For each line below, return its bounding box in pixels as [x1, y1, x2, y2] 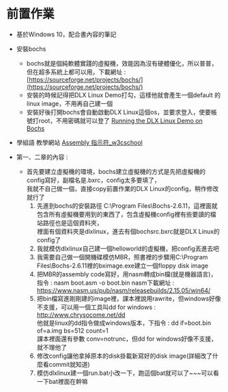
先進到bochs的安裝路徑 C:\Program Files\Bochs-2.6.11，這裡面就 [36, 201, 218, 209]
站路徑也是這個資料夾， [36, 218, 103, 226]
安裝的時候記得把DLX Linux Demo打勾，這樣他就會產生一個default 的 [26, 90, 221, 99]
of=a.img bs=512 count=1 [36, 326, 109, 335]
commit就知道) [48, 360, 90, 368]
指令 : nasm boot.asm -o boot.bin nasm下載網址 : [36, 278, 175, 287]
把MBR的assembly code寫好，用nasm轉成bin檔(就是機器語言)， [36, 270, 217, 278]
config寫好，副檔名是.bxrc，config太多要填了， [26, 176, 161, 184]
